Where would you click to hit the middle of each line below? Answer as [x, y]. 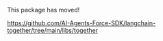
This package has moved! [43, 10]
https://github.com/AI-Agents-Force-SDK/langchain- [81, 23]
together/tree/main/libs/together [52, 30]
